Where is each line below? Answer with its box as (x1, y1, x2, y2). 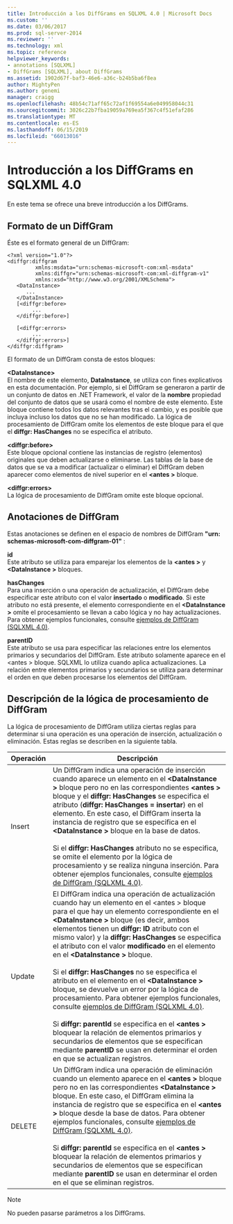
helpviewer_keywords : (7, 55, 70, 62)
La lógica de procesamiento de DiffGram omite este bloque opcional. (7, 491, 204, 499)
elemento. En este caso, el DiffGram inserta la (53, 808, 201, 818)
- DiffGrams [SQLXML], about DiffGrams (7, 68, 123, 75)
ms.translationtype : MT (7, 113, 76, 120)
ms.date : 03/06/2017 (7, 23, 67, 30)
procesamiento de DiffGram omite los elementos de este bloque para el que (7, 420, 224, 428)
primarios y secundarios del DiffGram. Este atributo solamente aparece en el (7, 651, 226, 659)
